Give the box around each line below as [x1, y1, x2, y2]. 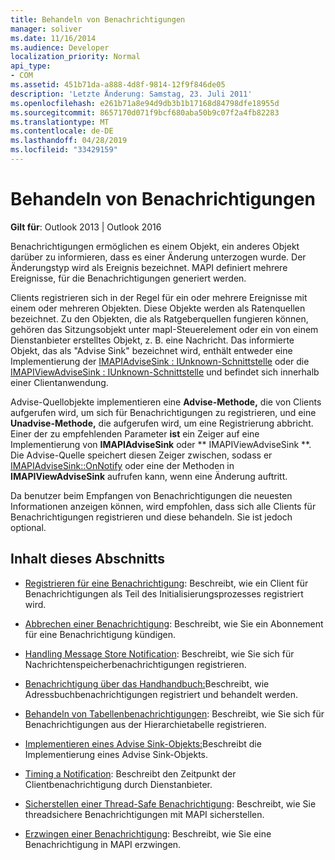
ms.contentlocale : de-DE [10, 126, 114, 136]
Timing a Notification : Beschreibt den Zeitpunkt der [24, 767, 237, 780]
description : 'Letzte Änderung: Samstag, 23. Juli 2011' [10, 89, 253, 99]
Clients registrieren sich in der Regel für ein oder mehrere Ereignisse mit [10, 291, 308, 303]
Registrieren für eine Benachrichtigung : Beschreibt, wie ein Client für [24, 577, 309, 589]
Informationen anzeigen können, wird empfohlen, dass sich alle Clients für [10, 500, 317, 512]
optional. [10, 521, 47, 533]
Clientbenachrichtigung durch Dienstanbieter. [24, 778, 213, 790]
